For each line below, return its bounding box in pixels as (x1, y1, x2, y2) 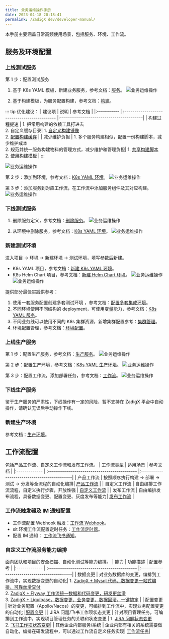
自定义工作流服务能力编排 (5, 546, 67, 553)
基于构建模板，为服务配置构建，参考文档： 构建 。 (12, 98, 114, 104)
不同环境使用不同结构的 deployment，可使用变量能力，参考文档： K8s (12, 306, 157, 312)
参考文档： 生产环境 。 (5, 431, 49, 437)
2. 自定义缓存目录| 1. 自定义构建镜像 (5, 127, 79, 134)
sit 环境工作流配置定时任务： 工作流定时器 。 (12, 526, 103, 532)
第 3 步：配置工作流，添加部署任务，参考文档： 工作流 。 (5, 372, 121, 378)
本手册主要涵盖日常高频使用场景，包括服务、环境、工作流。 (5, 31, 129, 37)
